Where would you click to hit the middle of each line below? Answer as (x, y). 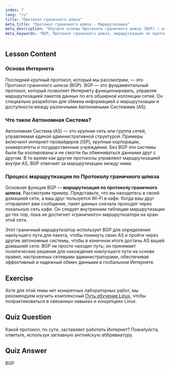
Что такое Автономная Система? (48, 120)
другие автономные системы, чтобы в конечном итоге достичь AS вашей (85, 241)
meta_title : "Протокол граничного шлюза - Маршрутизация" (68, 24)
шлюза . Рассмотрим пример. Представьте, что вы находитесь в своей (82, 193)
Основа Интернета (30, 69)
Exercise (19, 278)
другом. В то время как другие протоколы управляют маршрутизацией (83, 158)
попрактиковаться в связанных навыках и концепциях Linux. (71, 301)
